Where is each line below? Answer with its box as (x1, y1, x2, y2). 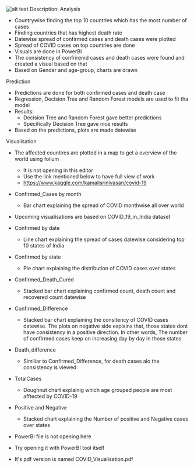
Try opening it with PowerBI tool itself (14, 445, 105, 451)
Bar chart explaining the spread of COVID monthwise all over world (23, 202, 185, 209)
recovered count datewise (23, 294, 86, 301)
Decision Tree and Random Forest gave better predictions (23, 114, 162, 121)
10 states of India (23, 242, 65, 249)
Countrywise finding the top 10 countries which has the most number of (14, 17, 188, 23)
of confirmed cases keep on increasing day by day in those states (23, 335, 182, 342)
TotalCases (14, 375, 42, 382)
